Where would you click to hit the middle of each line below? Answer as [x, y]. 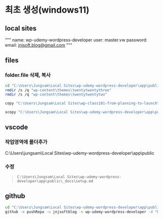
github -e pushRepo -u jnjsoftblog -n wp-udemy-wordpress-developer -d [79, 212]
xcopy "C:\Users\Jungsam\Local [37, 112]
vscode [16, 127]
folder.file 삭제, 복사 [28, 75]
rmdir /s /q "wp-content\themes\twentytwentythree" [58, 90]
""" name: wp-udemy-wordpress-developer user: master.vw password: [76, 40]
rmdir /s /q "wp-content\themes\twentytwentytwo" [56, 95]
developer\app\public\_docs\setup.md [55, 181]
